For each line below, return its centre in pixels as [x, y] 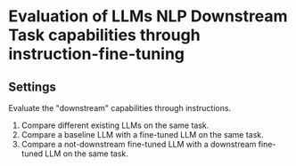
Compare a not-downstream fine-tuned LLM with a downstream [139, 144]
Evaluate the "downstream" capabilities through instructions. [120, 108]
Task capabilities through [105, 35]
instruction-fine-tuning [96, 54]
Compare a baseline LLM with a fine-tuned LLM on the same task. [142, 134]
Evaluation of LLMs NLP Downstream [148, 16]
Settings [33, 87]
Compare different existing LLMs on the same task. [115, 125]
